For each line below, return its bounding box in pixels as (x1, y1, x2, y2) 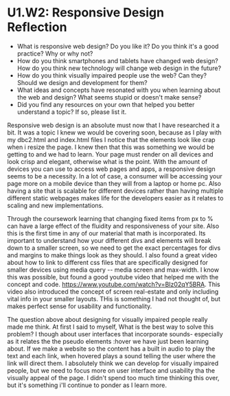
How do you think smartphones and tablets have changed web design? (16, 56, 218, 65)
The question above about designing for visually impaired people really (7, 315, 208, 323)
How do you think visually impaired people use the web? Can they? (16, 71, 207, 80)
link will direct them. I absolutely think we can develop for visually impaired (7, 359, 218, 367)
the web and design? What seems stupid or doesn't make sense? (16, 93, 202, 101)
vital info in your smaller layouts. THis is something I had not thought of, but (7, 294, 221, 303)
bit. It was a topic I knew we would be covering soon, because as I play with (7, 128, 222, 137)
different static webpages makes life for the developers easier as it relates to (7, 194, 224, 202)
